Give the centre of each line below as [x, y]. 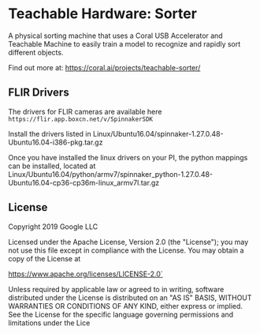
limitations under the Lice [49, 323]
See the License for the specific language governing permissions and [121, 314]
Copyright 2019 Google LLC [53, 227]
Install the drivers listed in [50, 133]
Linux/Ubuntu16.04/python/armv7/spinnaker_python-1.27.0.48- [111, 174]
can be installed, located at [52, 166]
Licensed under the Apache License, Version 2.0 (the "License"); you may [128, 242]
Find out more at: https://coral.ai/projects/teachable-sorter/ [104, 67]
